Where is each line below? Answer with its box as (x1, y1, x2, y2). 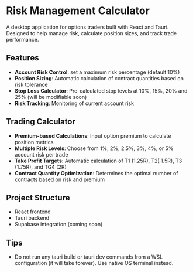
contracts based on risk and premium (14, 176, 105, 183)
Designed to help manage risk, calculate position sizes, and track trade (6, 29, 177, 36)
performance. (6, 36, 39, 43)
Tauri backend (14, 215, 50, 222)
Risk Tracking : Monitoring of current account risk (14, 100, 135, 107)
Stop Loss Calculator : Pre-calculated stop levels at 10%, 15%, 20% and (14, 87, 188, 94)
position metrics (14, 138, 54, 145)
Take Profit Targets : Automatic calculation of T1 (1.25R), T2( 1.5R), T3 (14, 157, 182, 164)
